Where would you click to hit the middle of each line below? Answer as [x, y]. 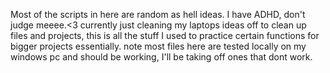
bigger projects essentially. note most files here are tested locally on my [158, 46]
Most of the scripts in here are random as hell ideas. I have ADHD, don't [158, 14]
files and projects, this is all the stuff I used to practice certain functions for [165, 35]
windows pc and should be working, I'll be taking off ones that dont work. [161, 57]
